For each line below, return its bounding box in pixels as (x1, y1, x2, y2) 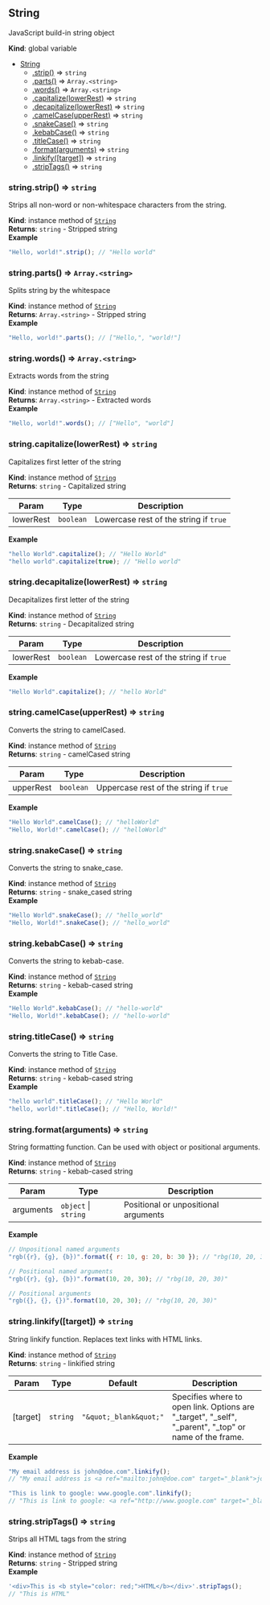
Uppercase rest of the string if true (96, 782, 229, 793)
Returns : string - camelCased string (8, 749, 131, 759)
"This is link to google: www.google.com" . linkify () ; (8, 1489, 193, 1498)
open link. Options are (171, 1401, 255, 1412)
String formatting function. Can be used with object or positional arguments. (8, 1142, 261, 1152)
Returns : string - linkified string (8, 1358, 115, 1368)
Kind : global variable (8, 43, 78, 53)
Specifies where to (171, 1391, 243, 1402)
